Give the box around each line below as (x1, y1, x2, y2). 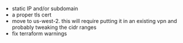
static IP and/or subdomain (11, 5, 79, 12)
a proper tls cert (11, 11, 52, 18)
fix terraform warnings (11, 30, 67, 37)
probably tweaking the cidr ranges (11, 24, 97, 31)
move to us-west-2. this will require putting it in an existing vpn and (11, 18, 178, 24)
